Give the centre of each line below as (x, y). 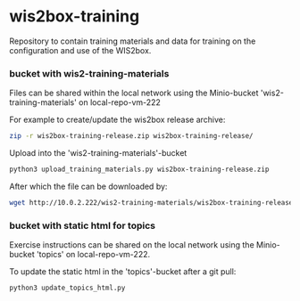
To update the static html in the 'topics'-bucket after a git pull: (123, 272)
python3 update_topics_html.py (67, 288)
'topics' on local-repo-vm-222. (93, 255)
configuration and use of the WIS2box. (80, 50)
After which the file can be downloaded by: (88, 186)
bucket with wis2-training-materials (89, 73)
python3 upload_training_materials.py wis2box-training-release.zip (139, 170)
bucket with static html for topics (83, 225)
